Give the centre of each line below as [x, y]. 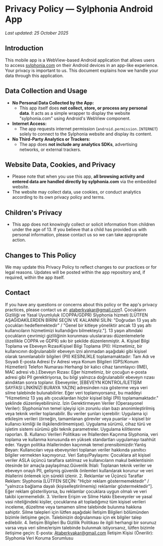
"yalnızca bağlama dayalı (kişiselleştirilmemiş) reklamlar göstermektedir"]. [79, 486]
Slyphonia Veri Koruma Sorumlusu [39, 538]
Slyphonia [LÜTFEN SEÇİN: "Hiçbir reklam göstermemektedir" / [86, 481]
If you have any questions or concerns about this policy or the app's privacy [81, 304]
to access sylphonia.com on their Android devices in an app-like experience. [82, 65]
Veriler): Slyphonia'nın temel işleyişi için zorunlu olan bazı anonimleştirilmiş [80, 408]
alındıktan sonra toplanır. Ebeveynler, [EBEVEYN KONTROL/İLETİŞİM [73, 382]
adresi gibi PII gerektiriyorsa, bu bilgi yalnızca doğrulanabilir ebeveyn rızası [80, 377]
